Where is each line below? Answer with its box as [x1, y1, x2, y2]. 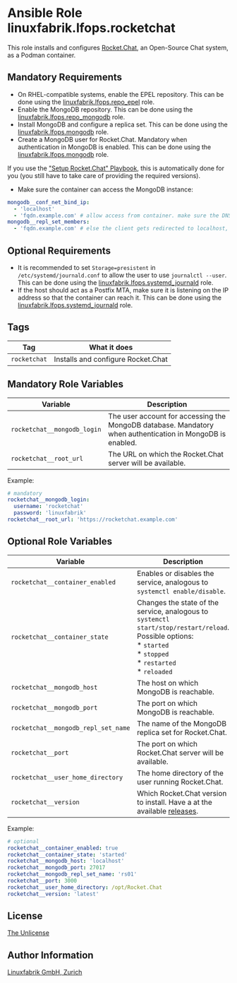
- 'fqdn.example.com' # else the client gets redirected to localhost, [13, 225, 229, 232]
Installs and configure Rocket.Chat [54, 354, 168, 364]
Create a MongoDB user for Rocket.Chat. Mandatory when [17, 135, 188, 143]
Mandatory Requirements [7, 71, 122, 83]
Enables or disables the [137, 568, 214, 578]
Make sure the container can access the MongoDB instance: [17, 185, 194, 194]
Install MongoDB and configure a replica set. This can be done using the [17, 120, 228, 129]
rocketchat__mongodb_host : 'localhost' [7, 857, 125, 865]
